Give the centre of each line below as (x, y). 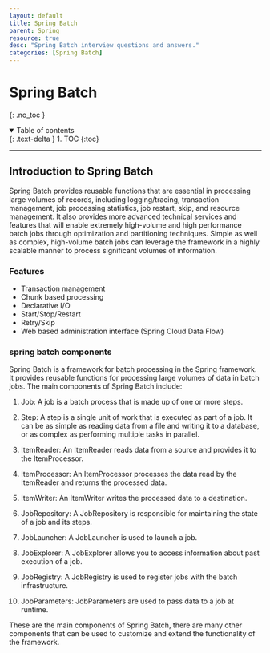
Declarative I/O (45, 306)
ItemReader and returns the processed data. (94, 482)
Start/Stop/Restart (50, 314)
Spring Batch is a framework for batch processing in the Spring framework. (133, 369)
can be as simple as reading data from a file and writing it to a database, (140, 426)
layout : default (36, 16)
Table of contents (45, 130)
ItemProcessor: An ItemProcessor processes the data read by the (129, 474)
